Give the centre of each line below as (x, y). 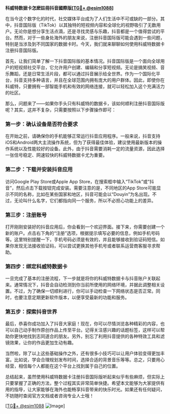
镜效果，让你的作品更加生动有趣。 (41, 343)
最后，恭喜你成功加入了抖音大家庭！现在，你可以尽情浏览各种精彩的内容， (83, 324)
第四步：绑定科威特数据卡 (36, 266)
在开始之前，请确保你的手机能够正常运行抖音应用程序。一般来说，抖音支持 (83, 136)
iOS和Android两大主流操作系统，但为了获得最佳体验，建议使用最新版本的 (81, 142)
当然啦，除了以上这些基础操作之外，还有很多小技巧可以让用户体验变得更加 (83, 353)
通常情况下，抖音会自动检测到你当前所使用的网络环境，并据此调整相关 (87, 285)
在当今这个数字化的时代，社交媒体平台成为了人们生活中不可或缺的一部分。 (83, 19)
